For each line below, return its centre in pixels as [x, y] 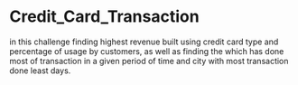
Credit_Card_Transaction [105, 17]
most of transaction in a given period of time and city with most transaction [149, 61]
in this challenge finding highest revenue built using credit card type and [144, 42]
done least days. [40, 71]
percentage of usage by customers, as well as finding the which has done [147, 51]
